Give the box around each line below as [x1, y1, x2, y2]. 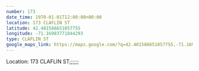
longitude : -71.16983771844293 [6, 31, 84, 37]
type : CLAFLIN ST [6, 36, 49, 42]
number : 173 [6, 8, 36, 15]
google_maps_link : [6, 42, 52, 48]
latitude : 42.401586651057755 [6, 25, 81, 31]
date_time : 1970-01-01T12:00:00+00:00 [6, 14, 102, 20]
